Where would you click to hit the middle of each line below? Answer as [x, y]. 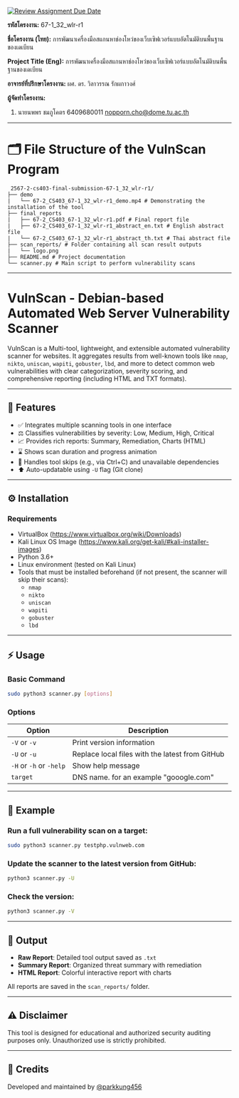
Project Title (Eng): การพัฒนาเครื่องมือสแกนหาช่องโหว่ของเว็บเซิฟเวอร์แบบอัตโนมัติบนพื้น [117, 61]
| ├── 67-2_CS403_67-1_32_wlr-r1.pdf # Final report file [99, 220]
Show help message [106, 766]
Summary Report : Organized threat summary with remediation [110, 965]
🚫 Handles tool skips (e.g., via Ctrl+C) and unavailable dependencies [118, 462]
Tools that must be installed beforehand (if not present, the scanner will [122, 572]
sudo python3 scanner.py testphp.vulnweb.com [76, 845]
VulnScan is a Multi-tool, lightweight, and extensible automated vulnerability [119, 348]
